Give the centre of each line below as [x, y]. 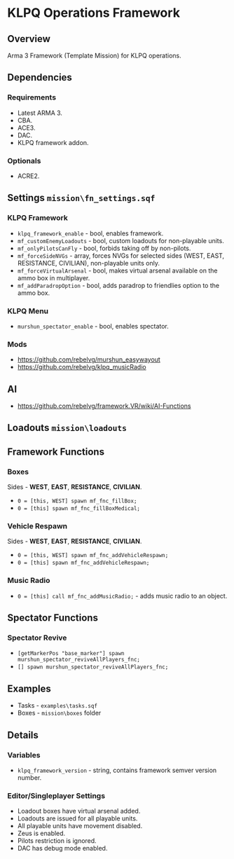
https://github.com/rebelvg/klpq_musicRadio [82, 367]
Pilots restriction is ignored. [57, 841]
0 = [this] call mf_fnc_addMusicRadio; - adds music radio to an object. [122, 596]
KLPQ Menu [28, 311]
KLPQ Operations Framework [94, 13]
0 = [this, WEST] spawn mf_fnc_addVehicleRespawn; [93, 556]
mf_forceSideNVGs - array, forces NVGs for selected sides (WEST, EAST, [121, 255]
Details [23, 735]
